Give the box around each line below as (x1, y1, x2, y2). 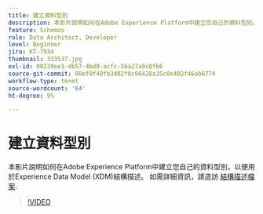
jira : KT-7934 (8, 48, 55, 56)
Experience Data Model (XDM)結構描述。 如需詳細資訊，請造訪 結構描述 (14, 172, 249, 181)
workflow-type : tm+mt (8, 77, 79, 85)
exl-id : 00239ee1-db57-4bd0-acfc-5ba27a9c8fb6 (8, 63, 163, 71)
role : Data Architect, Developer (8, 33, 118, 42)
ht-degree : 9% (8, 92, 55, 100)
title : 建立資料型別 (8, 11, 68, 20)
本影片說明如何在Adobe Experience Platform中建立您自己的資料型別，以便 (8, 162, 249, 172)
